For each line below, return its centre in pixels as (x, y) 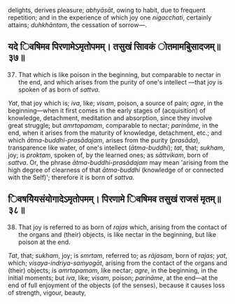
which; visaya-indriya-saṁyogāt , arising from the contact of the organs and (118, 263)
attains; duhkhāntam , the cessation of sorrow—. (78, 25)
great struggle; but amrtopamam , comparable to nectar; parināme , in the (113, 125)
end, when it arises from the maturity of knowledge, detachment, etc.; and (115, 133)
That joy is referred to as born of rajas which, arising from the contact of (122, 227)
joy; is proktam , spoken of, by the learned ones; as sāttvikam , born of (108, 155)
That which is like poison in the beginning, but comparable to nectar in (119, 74)
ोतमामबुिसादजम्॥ (188, 47)
